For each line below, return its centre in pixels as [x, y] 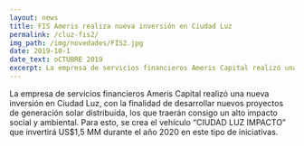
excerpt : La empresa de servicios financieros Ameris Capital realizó [145, 68]
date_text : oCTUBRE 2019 [56, 59]
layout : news [34, 18]
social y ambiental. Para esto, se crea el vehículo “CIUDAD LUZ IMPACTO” [148, 122]
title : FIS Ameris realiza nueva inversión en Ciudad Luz [121, 26]
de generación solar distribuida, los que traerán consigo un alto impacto [144, 113]
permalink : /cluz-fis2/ [54, 34]
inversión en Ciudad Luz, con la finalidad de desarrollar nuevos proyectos [147, 103]
